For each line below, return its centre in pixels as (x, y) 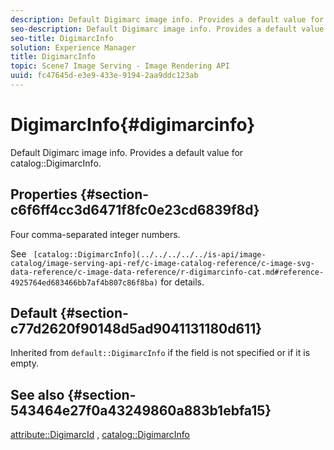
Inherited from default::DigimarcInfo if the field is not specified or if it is (160, 353)
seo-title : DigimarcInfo (62, 38)
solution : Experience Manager (73, 47)
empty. (25, 363)
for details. (182, 282)
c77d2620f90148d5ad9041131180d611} (136, 329)
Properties (44, 194)
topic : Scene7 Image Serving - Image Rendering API (120, 66)
